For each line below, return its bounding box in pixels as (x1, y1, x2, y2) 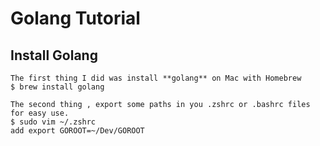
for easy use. (10, 108, 70, 118)
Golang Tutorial (10, 7, 141, 30)
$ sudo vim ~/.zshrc (10, 117, 97, 127)
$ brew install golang (10, 82, 105, 92)
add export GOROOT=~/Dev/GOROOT (10, 126, 145, 136)
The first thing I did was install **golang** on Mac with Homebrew (10, 73, 302, 83)
